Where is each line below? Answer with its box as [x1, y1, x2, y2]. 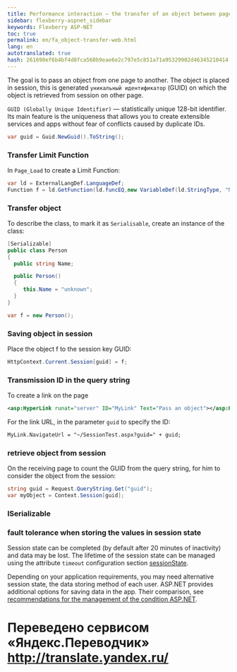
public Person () [13, 273, 61, 280]
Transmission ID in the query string [7, 375, 130, 385]
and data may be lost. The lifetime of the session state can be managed [7, 551, 215, 560]
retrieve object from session [7, 448, 107, 458]
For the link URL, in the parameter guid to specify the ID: [7, 418, 171, 427]
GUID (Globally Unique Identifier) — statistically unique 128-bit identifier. [7, 104, 227, 113]
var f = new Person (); [7, 312, 74, 319]
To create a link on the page [7, 391, 89, 400]
